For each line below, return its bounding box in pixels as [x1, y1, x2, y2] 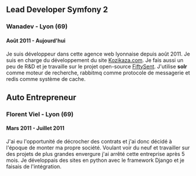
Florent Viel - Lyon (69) [6, 110, 74, 118]
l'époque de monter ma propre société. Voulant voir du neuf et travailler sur [6, 144, 190, 151]
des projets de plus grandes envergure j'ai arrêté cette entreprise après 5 [6, 151, 185, 158]
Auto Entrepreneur [6, 92, 77, 102]
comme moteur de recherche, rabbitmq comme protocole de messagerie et [6, 69, 191, 76]
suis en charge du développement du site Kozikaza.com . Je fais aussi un [6, 56, 184, 64]
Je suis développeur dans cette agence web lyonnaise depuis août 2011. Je [6, 50, 191, 57]
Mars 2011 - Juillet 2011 [6, 125, 65, 132]
